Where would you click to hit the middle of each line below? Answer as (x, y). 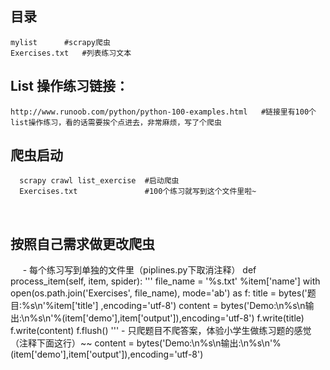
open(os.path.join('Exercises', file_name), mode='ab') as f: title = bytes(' (159, 293)
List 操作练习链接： (69, 86)
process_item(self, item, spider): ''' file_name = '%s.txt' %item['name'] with (165, 281)
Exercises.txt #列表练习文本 (71, 53)
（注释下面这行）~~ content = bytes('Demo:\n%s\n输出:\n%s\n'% (146, 343)
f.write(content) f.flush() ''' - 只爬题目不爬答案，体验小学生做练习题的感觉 (161, 331)
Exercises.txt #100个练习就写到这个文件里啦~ (138, 192)
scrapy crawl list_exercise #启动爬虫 (99, 181)
